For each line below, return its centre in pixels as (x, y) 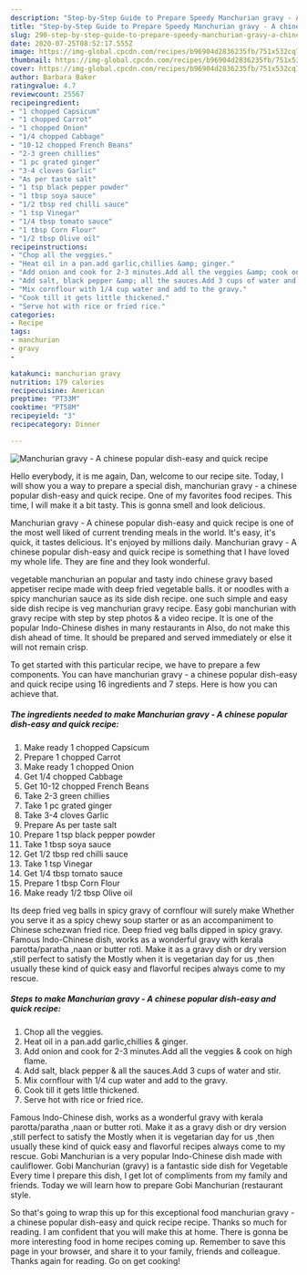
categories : (33, 315)
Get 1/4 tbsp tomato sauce (73, 873)
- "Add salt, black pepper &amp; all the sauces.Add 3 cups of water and (153, 281)
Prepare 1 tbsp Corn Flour (72, 883)
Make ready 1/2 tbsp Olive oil (78, 892)
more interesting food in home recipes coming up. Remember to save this (148, 1241)
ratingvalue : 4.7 (43, 86)
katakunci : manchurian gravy (66, 373)
